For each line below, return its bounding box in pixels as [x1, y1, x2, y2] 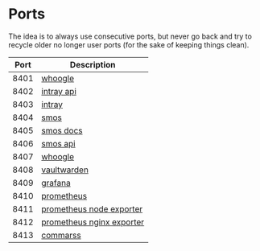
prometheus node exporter [41, 203, 143, 214]
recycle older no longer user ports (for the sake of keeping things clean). [8, 39, 250, 49]
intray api [41, 85, 76, 97]
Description [69, 59, 116, 70]
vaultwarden [41, 164, 89, 175]
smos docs [41, 125, 83, 136]
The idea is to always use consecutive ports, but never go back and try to [8, 31, 252, 41]
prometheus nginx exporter [41, 216, 145, 228]
